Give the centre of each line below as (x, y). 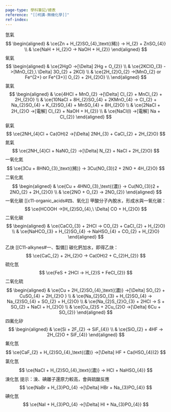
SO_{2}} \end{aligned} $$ (86, 312)
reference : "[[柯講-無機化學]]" (38, 15)
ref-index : (17, 19)
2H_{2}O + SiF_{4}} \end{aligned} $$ (86, 335)
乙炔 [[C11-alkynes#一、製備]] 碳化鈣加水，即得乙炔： (62, 247)
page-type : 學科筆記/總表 (31, 10)
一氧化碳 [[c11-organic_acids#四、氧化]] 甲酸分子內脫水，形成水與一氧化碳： (86, 201)
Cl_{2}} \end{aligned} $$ (86, 117)
